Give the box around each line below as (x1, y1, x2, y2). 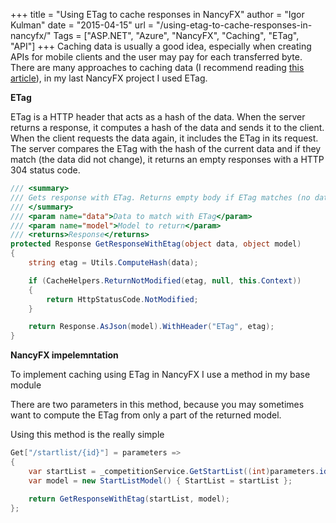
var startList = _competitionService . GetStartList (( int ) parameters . (28, 466, 320, 476)
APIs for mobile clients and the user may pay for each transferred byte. (10, 51, 303, 63)
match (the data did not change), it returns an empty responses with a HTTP (10, 154, 325, 165)
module (10, 379, 42, 391)
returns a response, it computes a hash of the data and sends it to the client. (10, 122, 325, 133)
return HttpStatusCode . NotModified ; (46, 294, 199, 304)
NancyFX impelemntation (10, 349, 119, 361)
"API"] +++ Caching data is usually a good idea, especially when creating (10, 40, 312, 52)
